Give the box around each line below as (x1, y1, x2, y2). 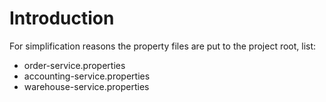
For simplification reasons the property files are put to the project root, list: (9, 40, 317, 52)
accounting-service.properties (23, 70, 151, 82)
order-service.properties (23, 59, 126, 71)
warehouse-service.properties (23, 80, 150, 92)
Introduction (9, 7, 115, 30)
